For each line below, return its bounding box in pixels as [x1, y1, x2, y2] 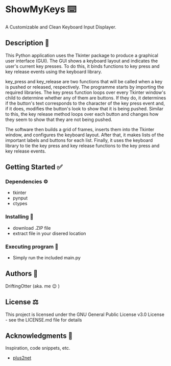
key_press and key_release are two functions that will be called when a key [5, 78, 163, 84]
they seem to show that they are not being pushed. [5, 116, 112, 123]
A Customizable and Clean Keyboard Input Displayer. [5, 23, 116, 30]
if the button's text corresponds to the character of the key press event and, [5, 100, 165, 106]
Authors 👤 [5, 270, 38, 278]
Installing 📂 [5, 213, 34, 221]
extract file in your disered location [12, 230, 86, 236]
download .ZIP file [12, 225, 51, 231]
